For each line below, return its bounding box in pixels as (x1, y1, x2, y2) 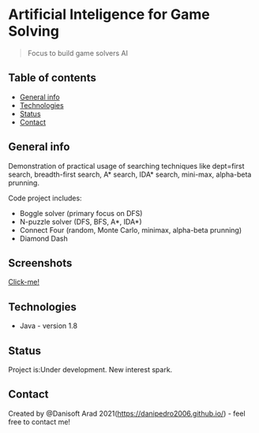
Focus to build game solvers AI (27, 48, 129, 58)
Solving (8, 22, 59, 40)
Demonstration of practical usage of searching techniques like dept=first (8, 161, 245, 170)
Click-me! (8, 278, 39, 287)
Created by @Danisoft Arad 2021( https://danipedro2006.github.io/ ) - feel (8, 409, 246, 418)
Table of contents (8, 71, 96, 84)
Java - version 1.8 (19, 321, 77, 330)
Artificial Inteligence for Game (8, 6, 211, 24)
